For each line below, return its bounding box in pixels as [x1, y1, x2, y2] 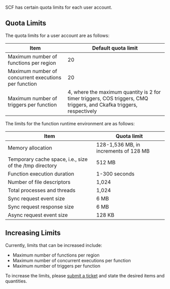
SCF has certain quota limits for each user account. [5, 5, 112, 10]
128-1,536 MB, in [96, 141, 141, 148]
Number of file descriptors [8, 178, 71, 186]
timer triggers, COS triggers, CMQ [67, 95, 148, 102]
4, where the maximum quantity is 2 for [67, 88, 161, 95]
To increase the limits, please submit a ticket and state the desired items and [5, 272, 165, 278]
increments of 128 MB [96, 147, 150, 154]
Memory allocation [8, 144, 52, 151]
